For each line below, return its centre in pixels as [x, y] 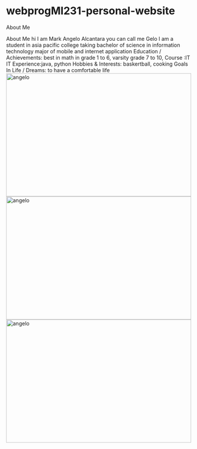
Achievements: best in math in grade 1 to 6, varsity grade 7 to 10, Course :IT [98, 57]
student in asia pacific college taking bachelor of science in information [93, 45]
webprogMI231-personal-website [91, 11]
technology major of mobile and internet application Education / [84, 51]
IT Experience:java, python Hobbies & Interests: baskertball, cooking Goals [97, 64]
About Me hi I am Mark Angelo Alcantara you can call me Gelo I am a [90, 38]
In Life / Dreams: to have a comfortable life [58, 70]
